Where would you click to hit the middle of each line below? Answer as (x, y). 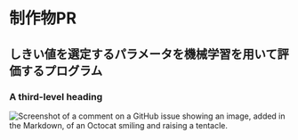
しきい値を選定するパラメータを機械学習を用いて (143, 54)
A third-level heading (56, 96)
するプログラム (62, 71)
